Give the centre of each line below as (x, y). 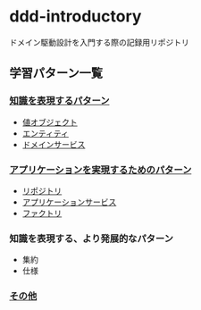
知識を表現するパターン (59, 101)
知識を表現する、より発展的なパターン (92, 239)
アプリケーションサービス (69, 202)
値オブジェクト (50, 121)
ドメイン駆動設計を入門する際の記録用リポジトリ (99, 42)
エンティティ (46, 133)
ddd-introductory (75, 17)
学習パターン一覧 (56, 73)
